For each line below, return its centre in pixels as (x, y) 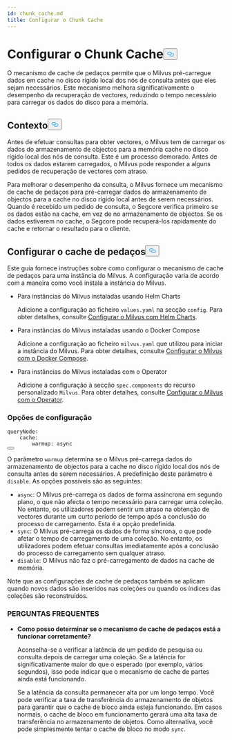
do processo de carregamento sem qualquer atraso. (91, 553)
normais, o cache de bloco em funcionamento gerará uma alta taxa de (117, 714)
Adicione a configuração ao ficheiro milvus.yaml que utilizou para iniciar (120, 344)
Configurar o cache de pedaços (77, 251)
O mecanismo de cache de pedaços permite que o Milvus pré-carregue (109, 73)
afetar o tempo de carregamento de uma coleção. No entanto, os (109, 539)
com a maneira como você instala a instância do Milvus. (87, 283)
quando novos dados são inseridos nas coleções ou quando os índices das (114, 589)
